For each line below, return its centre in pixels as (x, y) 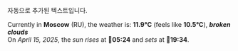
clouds (18, 32)
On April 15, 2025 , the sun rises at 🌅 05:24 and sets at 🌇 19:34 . (98, 40)
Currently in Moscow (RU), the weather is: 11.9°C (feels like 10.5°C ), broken (119, 24)
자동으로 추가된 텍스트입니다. (47, 10)
